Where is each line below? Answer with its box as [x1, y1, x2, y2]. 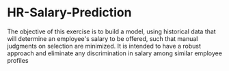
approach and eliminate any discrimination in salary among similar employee [7, 49, 222, 57]
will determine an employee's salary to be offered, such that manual [7, 34, 198, 42]
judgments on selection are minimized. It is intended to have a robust [7, 42, 202, 50]
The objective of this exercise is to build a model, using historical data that [7, 27, 217, 35]
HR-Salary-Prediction [7, 5, 132, 20]
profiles [7, 56, 29, 64]
